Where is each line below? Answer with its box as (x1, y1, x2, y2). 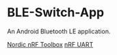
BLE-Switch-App (7, 5, 105, 20)
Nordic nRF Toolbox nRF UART (7, 40, 94, 48)
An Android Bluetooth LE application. (7, 27, 111, 35)
